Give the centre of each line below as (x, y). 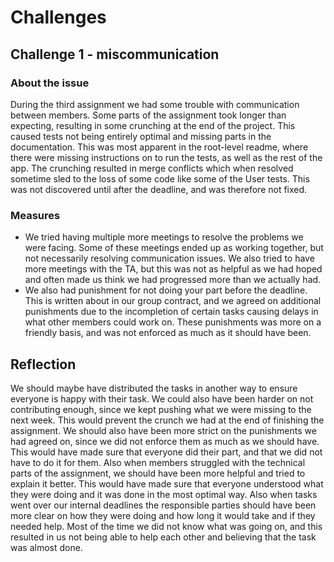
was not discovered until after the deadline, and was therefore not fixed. (159, 189)
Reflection (43, 364)
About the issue (50, 83)
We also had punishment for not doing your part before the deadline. (166, 290)
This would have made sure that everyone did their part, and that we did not (166, 452)
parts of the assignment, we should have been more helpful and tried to (158, 473)
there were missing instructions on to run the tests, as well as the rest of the (166, 157)
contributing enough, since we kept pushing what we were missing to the (161, 409)
